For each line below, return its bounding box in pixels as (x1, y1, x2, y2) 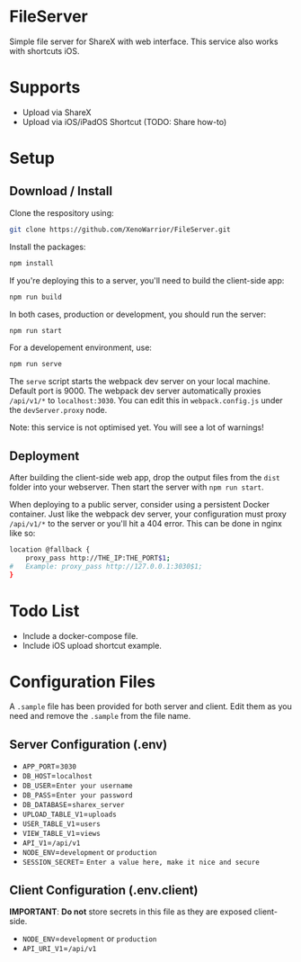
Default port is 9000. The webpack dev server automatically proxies (9, 385, 261, 397)
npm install (9, 258, 54, 267)
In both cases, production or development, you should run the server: (9, 309, 267, 319)
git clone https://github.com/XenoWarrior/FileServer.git (9, 225, 231, 234)
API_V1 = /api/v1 (22, 837, 81, 848)
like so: (9, 528, 36, 539)
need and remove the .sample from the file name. (9, 711, 191, 722)
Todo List (9, 600, 80, 621)
